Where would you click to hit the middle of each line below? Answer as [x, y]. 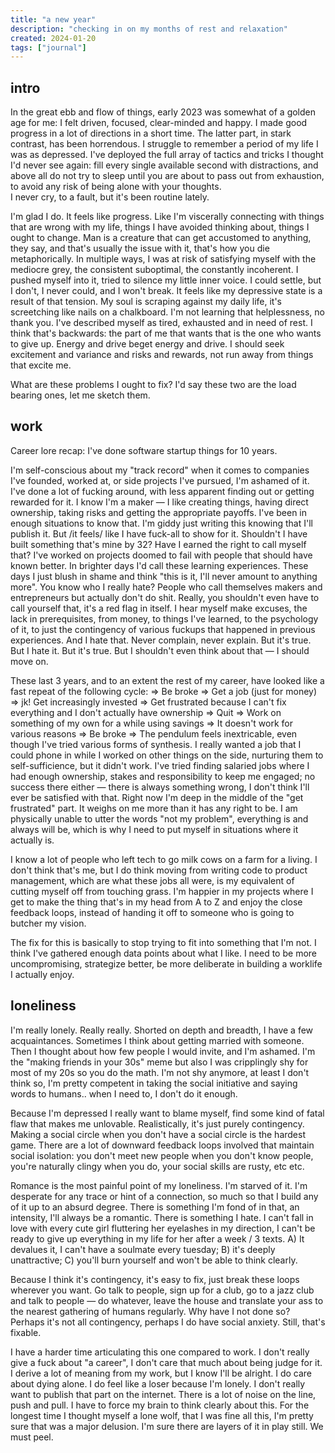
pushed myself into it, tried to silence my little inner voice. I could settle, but [166, 280]
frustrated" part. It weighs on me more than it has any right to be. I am [154, 808]
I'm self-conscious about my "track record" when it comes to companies [160, 470]
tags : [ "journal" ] [48, 47]
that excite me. [41, 365]
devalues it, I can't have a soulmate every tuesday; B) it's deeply [143, 1249]
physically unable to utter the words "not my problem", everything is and [159, 818]
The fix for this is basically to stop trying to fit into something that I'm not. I [163, 942]
